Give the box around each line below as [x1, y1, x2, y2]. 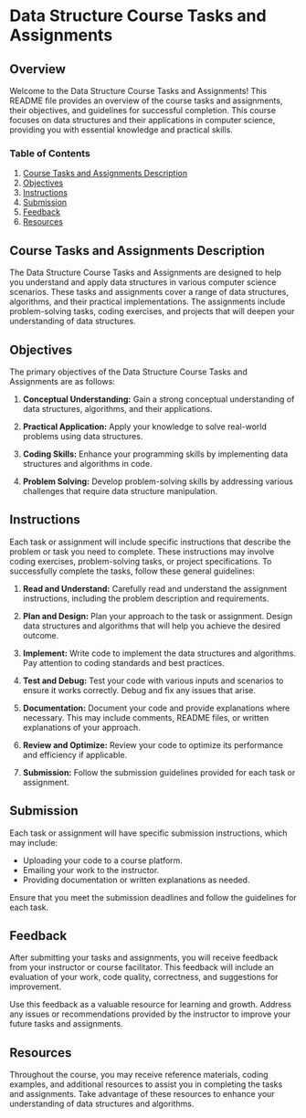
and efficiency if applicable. [22, 749, 128, 760]
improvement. [9, 981, 62, 992]
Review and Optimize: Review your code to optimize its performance [22, 739, 283, 750]
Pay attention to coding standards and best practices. [22, 657, 226, 668]
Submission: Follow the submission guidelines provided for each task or [22, 766, 296, 777]
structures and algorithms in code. [22, 458, 153, 469]
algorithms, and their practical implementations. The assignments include [9, 296, 286, 307]
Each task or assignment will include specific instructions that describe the [9, 536, 291, 547]
